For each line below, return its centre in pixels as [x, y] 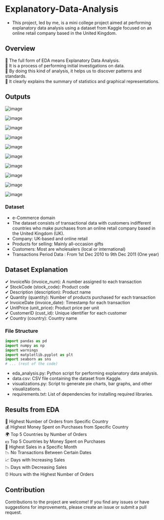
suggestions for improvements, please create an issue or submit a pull [76, 507]
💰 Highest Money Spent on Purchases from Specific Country [67, 427]
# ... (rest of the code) [31, 364]
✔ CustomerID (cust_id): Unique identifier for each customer [66, 313]
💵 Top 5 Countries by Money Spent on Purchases [55, 441]
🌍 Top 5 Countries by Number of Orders [46, 434]
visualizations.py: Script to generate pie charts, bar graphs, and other [82, 384]
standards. [16, 76]
